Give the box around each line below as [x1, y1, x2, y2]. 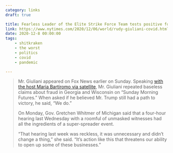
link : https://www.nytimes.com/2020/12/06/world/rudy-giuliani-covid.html [5, 26, 169, 31]
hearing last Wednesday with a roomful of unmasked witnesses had [18, 116, 162, 122]
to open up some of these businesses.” [18, 142, 101, 148]
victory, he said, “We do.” [18, 100, 72, 106]
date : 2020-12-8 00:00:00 [5, 31, 61, 36]
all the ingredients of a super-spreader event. [18, 121, 114, 127]
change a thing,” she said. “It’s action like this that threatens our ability [18, 137, 167, 143]
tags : [5, 36, 17, 41]
